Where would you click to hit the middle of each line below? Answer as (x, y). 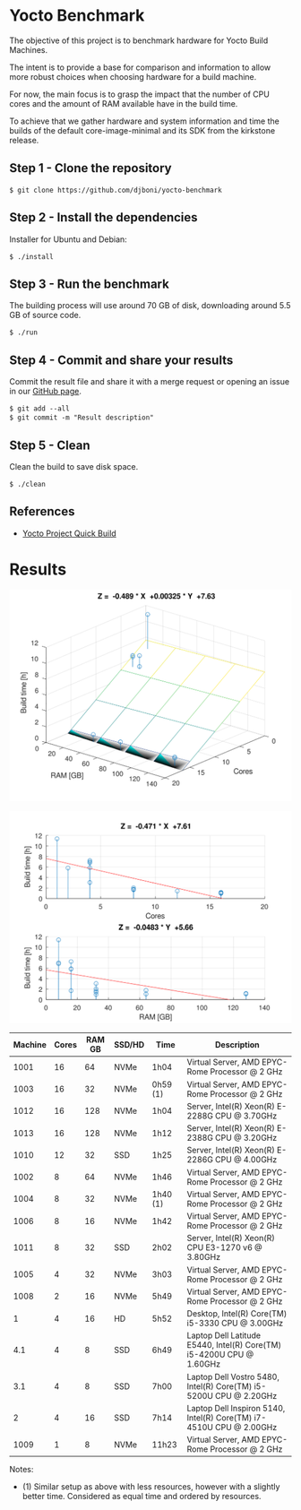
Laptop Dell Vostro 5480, (233, 1376)
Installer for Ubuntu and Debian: (68, 239)
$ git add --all (39, 409)
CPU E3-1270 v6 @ (224, 1247)
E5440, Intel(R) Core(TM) (234, 1345)
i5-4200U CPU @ (220, 1355)
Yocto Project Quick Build (69, 533)
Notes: (21, 1469)
